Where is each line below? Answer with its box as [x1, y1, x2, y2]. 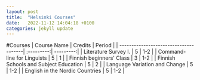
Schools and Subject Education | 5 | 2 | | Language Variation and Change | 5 [6, 61, 193, 68]
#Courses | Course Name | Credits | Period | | [6, 42, 118, 49]
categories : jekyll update [6, 25, 73, 32]
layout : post [6, 8, 39, 15]
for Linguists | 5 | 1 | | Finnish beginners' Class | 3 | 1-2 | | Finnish [16, 54, 176, 61]
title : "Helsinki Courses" [6, 14, 76, 20]
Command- [158, 48, 186, 56]
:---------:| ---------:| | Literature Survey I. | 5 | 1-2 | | [26, 48, 157, 56]
